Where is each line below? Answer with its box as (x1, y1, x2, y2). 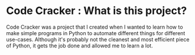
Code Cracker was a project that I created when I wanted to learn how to (6, 23, 183, 30)
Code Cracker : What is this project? (6, 4, 187, 18)
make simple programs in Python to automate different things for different (6, 29, 186, 36)
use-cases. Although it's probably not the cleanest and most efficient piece (6, 36, 190, 43)
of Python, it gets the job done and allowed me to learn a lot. (6, 42, 153, 49)
